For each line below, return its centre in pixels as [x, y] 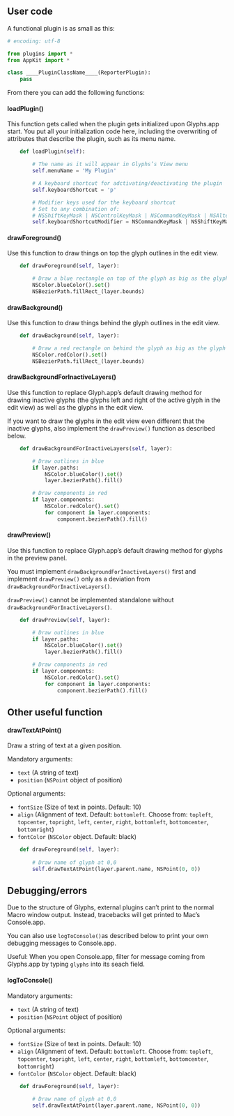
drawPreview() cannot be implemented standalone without [91, 600]
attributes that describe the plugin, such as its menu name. [92, 139]
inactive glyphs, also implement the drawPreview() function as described [111, 428]
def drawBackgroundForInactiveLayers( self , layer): [96, 448]
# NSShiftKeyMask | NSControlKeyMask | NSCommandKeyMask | [120, 216]
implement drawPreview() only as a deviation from [79, 579]
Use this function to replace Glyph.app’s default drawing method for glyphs [115, 550]
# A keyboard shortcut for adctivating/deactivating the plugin [127, 184]
